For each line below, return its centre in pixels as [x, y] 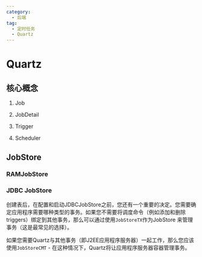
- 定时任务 [24, 29]
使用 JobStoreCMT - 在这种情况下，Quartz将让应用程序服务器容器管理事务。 [98, 247]
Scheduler [28, 138]
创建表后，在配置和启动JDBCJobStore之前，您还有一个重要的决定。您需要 [99, 204]
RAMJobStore [27, 174]
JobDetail [27, 115]
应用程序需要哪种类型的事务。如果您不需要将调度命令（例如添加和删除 [98, 212]
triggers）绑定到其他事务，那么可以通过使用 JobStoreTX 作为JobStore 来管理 [99, 220]
